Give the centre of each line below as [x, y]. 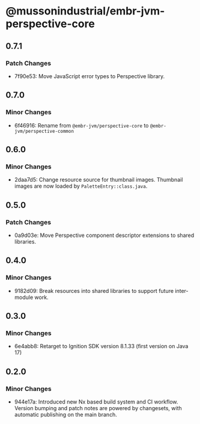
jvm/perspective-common [44, 131]
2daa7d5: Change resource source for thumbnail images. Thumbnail [98, 180]
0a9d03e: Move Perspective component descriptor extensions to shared [104, 235]
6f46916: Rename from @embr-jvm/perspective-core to [81, 125]
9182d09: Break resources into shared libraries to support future [94, 290]
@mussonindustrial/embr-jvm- [85, 11]
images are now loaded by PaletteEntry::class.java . [81, 186]
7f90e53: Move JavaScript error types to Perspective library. [89, 76]
